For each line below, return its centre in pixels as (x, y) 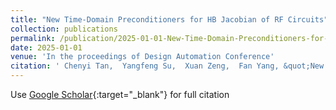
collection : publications (64, 29)
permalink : (33, 38)
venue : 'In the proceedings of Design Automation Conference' (142, 57)
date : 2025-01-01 (46, 47)
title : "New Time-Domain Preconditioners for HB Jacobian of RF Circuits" (169, 19)
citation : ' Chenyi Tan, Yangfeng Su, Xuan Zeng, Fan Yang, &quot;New (167, 66)
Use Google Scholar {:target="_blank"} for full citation (120, 94)
